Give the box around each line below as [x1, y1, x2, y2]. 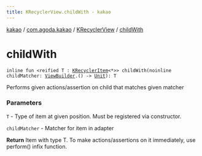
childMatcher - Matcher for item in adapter [6, 124, 114, 132]
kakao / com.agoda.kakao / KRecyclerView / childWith [6, 26, 144, 33]
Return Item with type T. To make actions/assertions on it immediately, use [6, 136, 196, 144]
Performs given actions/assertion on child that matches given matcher [6, 83, 184, 91]
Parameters [6, 98, 42, 107]
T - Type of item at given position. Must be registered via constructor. [6, 113, 182, 120]
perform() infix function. [6, 143, 68, 150]
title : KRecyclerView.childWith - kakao [6, 9, 112, 15]
